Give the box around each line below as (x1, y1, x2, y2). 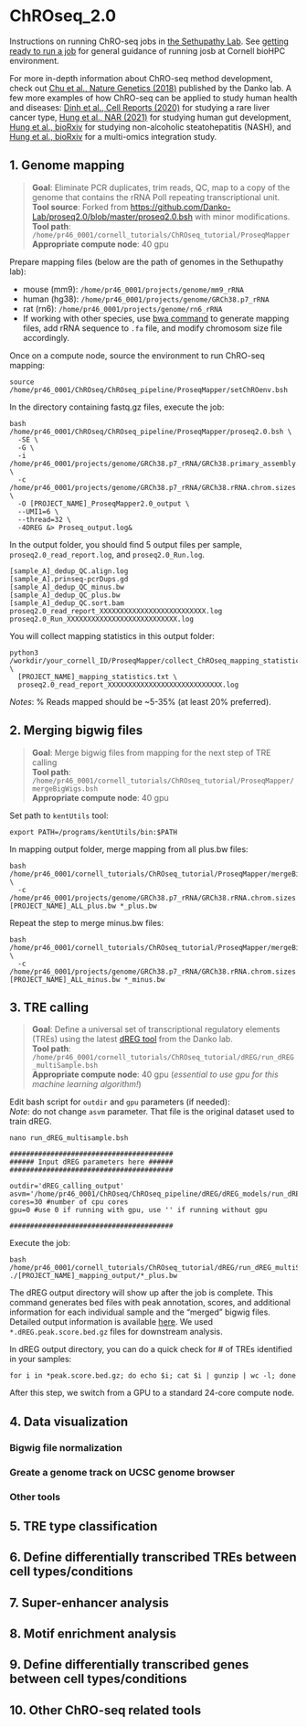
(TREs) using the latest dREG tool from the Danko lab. (31, 1034, 233, 1045)
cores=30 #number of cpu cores (9, 1198, 129, 1207)
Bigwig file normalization (9, 1441, 123, 1454)
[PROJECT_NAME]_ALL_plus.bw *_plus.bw (9, 901, 157, 911)
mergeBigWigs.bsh (31, 784, 99, 794)
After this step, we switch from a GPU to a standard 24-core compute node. (9, 1387, 295, 1399)
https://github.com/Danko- (130, 201, 231, 212)
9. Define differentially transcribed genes (9, 1657, 249, 1673)
